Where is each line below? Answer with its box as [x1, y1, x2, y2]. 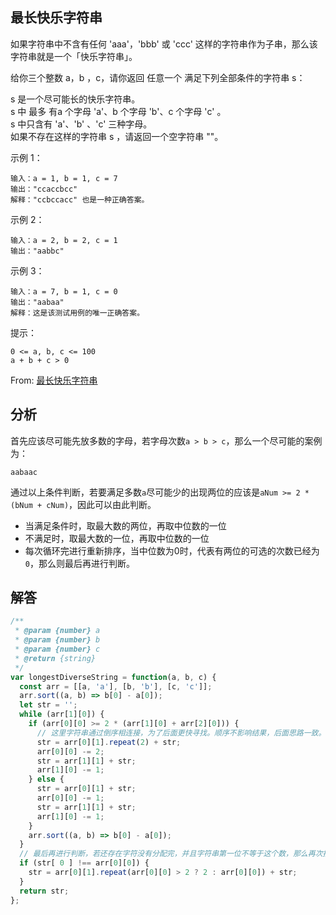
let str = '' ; [19, 700, 78, 710]
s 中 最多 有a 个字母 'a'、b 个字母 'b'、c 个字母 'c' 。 [10, 105, 227, 117]
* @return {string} [14, 653, 97, 663]
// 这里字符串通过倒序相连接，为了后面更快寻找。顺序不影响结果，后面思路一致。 [36, 728, 327, 738]
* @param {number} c [14, 644, 101, 655]
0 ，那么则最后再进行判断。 [24, 557, 135, 569]
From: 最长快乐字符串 [10, 374, 98, 386]
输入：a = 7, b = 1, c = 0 [10, 286, 118, 297]
